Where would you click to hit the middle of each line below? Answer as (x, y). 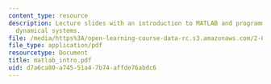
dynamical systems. (48, 30)
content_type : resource (48, 16)
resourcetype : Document (48, 53)
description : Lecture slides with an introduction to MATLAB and (120, 23)
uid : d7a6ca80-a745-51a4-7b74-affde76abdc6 (83, 68)
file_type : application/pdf (56, 46)
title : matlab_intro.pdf (50, 61)
